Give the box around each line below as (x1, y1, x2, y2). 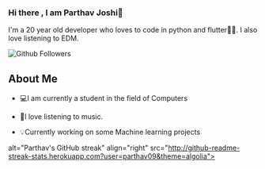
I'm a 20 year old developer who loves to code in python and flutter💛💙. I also (8, 25, 258, 35)
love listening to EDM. (8, 33, 79, 43)
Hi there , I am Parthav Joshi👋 (8, 7, 124, 18)
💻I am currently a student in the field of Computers (19, 94, 188, 103)
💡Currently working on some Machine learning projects (19, 127, 201, 137)
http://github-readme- (168, 143, 240, 153)
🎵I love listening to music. (19, 112, 104, 121)
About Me (8, 71, 58, 86)
